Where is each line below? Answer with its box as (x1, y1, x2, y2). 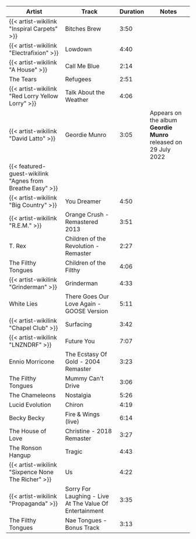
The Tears (9, 75, 37, 83)
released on (149, 138, 183, 146)
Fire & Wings (65, 410, 100, 418)
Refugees (65, 75, 92, 83)
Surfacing (65, 320, 92, 328)
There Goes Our (65, 293, 109, 300)
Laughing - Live (65, 492, 109, 500)
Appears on (149, 109, 182, 116)
